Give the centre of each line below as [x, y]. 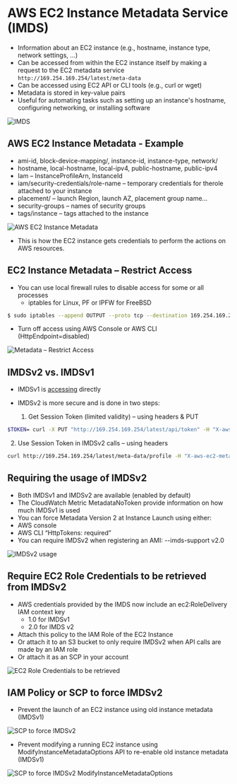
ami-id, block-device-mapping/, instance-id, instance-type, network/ [118, 160]
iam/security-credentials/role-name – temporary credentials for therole [120, 183]
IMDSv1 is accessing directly [59, 390]
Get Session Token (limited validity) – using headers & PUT [113, 417]
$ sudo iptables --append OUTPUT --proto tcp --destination [98, 315]
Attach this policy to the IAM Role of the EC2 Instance [95, 634]
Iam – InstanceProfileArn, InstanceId [70, 175]
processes [33, 295]
